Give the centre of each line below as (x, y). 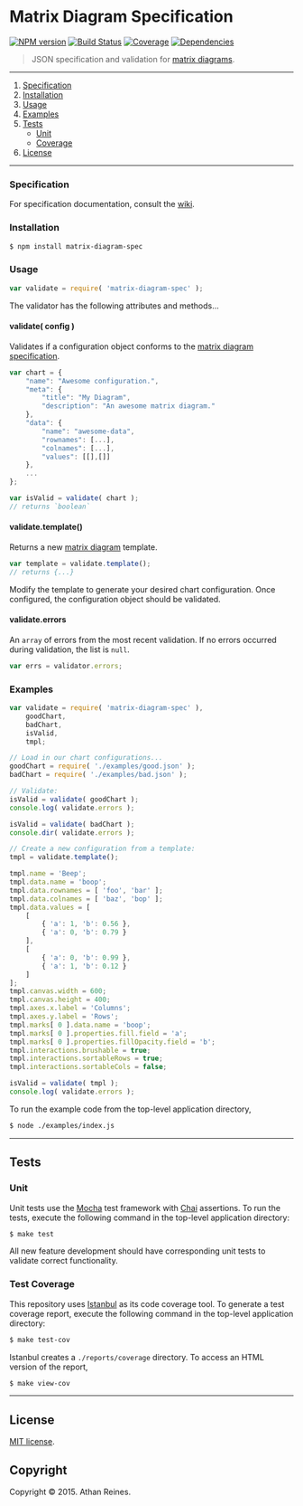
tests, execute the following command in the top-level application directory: (150, 1217)
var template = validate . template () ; (80, 564)
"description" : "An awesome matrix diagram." (129, 406)
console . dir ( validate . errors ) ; (72, 833)
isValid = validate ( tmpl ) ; (64, 1084)
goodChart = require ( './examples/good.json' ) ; (102, 766)
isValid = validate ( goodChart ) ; (74, 799)
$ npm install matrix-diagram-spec (76, 246)
